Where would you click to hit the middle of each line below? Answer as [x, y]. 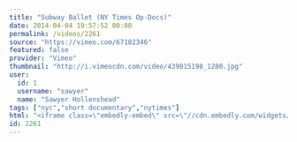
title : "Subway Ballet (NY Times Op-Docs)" [91, 17]
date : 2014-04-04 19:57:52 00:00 [71, 26]
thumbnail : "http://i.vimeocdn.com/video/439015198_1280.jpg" [126, 67]
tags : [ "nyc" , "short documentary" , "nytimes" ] [94, 108]
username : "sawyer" [53, 91]
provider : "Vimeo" [43, 58]
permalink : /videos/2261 [55, 34]
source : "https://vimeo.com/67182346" [80, 42]
